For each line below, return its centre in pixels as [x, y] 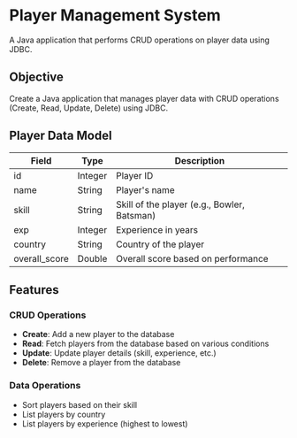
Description [200, 160]
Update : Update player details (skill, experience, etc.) [119, 353]
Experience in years [157, 229]
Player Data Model [61, 136]
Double [92, 258]
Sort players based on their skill [80, 404]
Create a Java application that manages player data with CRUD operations [145, 98]
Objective [37, 77]
